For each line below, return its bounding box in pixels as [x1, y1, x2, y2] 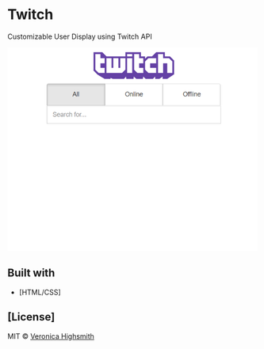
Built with [7, 267, 55, 280]
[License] [7, 310, 55, 324]
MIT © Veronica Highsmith [7, 331, 94, 341]
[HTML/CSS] [18, 287, 61, 297]
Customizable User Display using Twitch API [7, 32, 152, 41]
